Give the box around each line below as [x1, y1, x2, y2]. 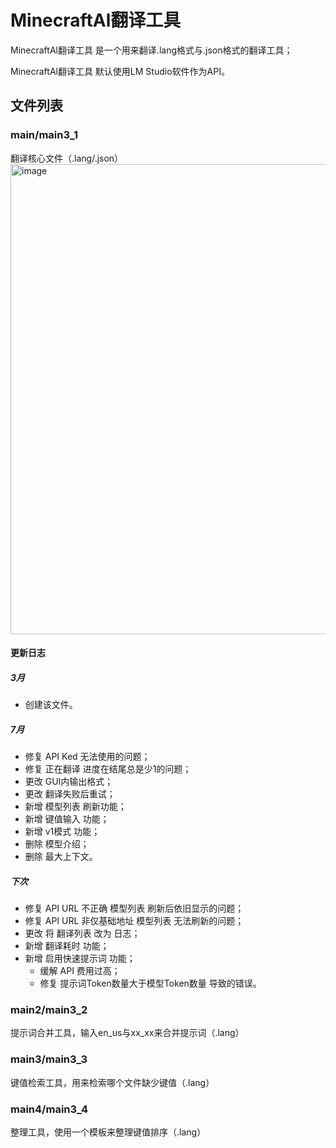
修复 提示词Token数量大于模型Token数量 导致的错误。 [39, 977, 262, 990]
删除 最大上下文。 [24, 851, 98, 863]
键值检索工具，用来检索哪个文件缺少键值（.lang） [10, 1076, 215, 1088]
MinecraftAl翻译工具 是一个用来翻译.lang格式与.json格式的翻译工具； [10, 44, 293, 56]
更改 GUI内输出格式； [24, 776, 114, 788]
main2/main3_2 [10, 1003, 88, 1017]
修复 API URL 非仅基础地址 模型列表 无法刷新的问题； [24, 915, 245, 927]
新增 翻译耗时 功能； [24, 940, 110, 952]
